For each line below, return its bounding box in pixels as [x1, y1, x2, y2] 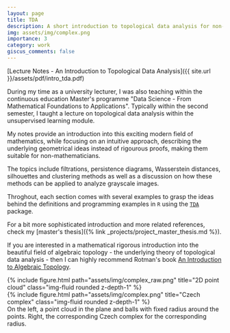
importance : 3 [7, 36, 48, 42]
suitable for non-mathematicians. [7, 151, 101, 159]
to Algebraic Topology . [7, 263, 71, 271]
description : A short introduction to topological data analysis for [7, 23, 210, 29]
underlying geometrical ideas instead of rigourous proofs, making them [7, 144, 208, 152]
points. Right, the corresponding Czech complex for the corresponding [7, 312, 207, 320]
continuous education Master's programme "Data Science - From [7, 94, 192, 103]
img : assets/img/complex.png [7, 29, 90, 36]
